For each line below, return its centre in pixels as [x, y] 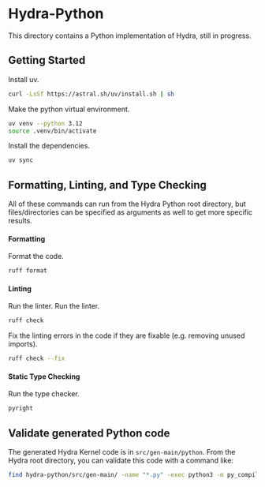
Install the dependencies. [49, 146]
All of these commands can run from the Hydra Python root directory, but [127, 204]
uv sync [21, 160]
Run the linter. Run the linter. [54, 306]
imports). [23, 344]
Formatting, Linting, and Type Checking [108, 185]
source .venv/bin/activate [52, 131]
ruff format [28, 271]
